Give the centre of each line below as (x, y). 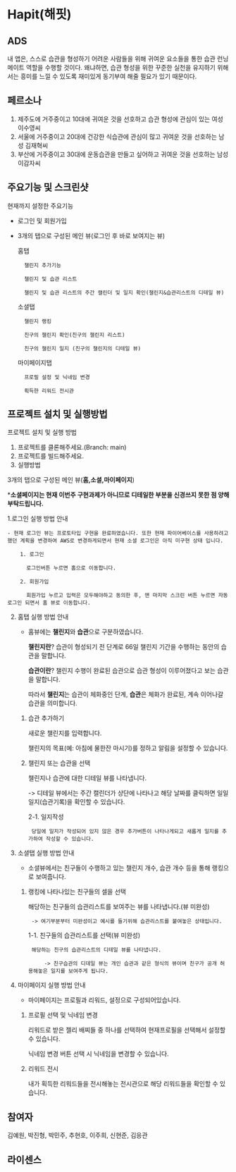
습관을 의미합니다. (52, 703)
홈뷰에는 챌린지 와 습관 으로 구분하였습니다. (86, 632)
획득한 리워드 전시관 (49, 391)
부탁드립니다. (25, 504)
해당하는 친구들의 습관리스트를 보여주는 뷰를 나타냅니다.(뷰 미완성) (119, 907)
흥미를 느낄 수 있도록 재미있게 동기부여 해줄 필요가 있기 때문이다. (108, 76)
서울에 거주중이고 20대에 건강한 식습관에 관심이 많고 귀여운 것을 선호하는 (117, 136)
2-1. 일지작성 (46, 817)
